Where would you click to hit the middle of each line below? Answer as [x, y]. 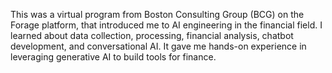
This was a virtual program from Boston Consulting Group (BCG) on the [157, 14]
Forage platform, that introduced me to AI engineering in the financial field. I [166, 25]
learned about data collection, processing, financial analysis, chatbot [152, 35]
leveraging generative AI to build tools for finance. [113, 57]
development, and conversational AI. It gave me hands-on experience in [158, 46]
